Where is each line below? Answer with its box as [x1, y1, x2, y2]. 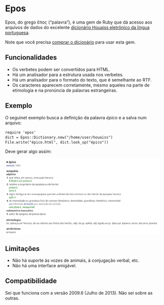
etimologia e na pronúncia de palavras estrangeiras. [12, 87, 118, 93]
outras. [5, 295, 20, 301]
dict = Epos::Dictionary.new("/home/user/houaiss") [5, 135, 113, 140]
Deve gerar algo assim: [5, 148, 52, 154]
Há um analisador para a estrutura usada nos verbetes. [12, 72, 124, 78]
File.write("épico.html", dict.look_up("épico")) [5, 139, 109, 145]
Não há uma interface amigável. [12, 263, 77, 268]
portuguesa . [5, 29, 30, 35]
